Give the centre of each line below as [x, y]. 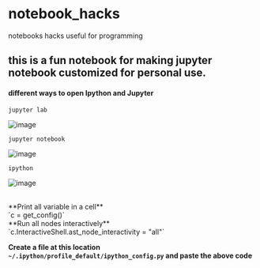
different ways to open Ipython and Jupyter [81, 92]
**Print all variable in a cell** [56, 206]
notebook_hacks [64, 14]
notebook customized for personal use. [107, 73]
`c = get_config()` [36, 215]
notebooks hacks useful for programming [76, 36]
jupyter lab [28, 110]
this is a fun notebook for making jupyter [110, 60]
